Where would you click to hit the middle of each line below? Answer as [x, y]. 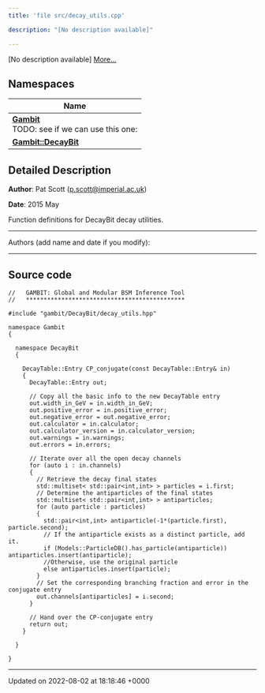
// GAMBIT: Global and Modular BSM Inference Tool [97, 293]
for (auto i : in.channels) [75, 465]
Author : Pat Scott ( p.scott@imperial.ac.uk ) [78, 189]
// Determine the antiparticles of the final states [125, 493]
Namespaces [41, 84]
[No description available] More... [62, 59]
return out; [49, 624]
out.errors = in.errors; [70, 444]
